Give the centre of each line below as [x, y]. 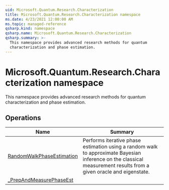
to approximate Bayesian [112, 153]
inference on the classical [113, 159]
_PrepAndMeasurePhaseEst [41, 180]
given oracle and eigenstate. [116, 172]
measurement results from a [116, 165]
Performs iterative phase [112, 140]
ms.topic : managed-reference [36, 24]
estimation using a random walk [120, 147]
